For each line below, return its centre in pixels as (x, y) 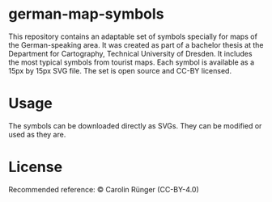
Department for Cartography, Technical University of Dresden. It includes (130, 53)
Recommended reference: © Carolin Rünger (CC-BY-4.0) (104, 189)
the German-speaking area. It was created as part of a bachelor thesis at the (136, 44)
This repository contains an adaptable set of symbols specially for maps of (133, 36)
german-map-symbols (86, 14)
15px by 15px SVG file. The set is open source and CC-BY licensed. (120, 70)
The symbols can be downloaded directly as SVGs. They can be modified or (135, 125)
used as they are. (37, 134)
